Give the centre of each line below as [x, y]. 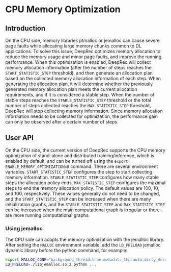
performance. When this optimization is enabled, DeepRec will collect [78, 62]
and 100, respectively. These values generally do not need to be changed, [83, 193]
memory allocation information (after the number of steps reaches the [78, 68]
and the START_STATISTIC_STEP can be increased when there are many [78, 199]
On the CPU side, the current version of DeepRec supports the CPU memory [85, 150]
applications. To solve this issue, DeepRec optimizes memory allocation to [83, 51]
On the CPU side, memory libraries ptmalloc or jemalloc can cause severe [83, 40]
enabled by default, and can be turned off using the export [67, 161]
